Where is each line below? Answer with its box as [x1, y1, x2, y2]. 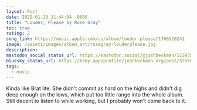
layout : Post [6, 8, 38, 15]
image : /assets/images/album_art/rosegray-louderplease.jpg [6, 42, 157, 48]
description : [6, 47, 38, 53]
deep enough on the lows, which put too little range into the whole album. [6, 91, 184, 98]
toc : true [6, 25, 30, 31]
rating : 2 [6, 31, 30, 36]
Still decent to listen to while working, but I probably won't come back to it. [6, 98, 186, 105]
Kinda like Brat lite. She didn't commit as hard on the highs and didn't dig [6, 85, 182, 92]
